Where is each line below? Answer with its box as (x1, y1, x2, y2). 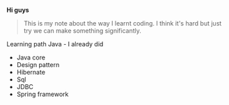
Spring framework (16, 90, 69, 98)
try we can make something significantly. (23, 27, 142, 35)
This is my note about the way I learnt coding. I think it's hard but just (23, 19, 222, 27)
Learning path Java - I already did (6, 40, 104, 48)
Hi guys (6, 6, 29, 14)
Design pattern (16, 61, 60, 68)
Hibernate (16, 68, 46, 76)
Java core (16, 53, 46, 61)
